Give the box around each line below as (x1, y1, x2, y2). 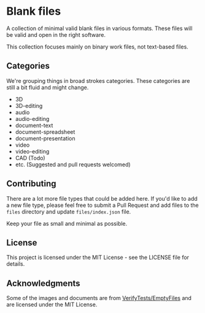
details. (6, 260, 25, 268)
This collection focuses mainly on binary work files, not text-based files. (6, 43, 188, 50)
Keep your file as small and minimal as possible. (6, 220, 128, 227)
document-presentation (15, 134, 75, 142)
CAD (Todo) (15, 154, 45, 161)
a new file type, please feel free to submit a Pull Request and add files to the (6, 201, 199, 209)
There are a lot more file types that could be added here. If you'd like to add (6, 195, 198, 202)
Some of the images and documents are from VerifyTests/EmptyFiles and (6, 295, 192, 302)
